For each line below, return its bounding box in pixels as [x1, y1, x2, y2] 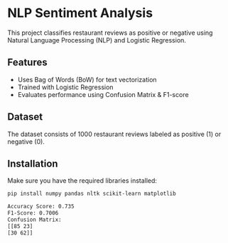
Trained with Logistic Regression [17, 83, 114, 91]
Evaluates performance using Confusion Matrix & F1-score [17, 90, 190, 98]
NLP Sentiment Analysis [7, 5, 153, 21]
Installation [7, 157, 58, 169]
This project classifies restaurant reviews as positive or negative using [7, 28, 213, 37]
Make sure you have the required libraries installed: [7, 176, 158, 185]
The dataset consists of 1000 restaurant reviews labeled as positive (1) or [7, 130, 222, 138]
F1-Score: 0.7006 [7, 210, 59, 217]
